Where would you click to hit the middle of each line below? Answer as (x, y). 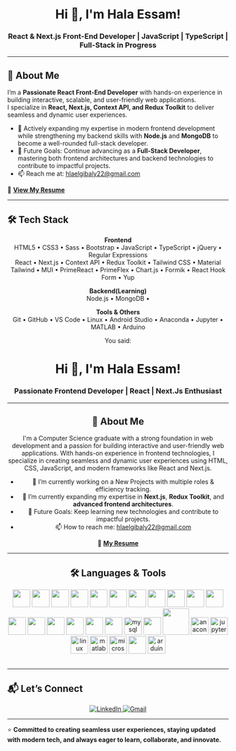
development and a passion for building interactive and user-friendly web (118, 446)
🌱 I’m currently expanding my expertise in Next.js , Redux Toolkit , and (123, 497)
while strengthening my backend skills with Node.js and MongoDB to (118, 136)
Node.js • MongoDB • (118, 299)
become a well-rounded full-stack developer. (83, 143)
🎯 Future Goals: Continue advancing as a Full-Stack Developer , (110, 151)
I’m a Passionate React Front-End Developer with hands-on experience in (115, 92)
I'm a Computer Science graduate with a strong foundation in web (118, 438)
